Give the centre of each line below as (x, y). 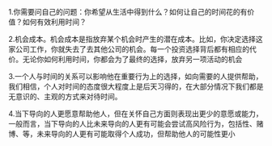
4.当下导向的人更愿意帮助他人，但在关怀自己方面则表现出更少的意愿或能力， (136, 114)
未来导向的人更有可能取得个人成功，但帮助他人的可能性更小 (136, 134)
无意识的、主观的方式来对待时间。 (65, 96)
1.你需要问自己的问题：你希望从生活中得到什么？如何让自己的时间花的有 (128, 12)
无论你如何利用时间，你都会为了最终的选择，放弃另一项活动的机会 (132, 59)
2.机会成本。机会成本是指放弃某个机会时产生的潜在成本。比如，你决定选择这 (136, 39)
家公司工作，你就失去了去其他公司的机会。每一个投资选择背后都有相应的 (129, 49)
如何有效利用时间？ (54, 22)
